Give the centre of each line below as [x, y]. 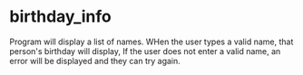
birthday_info [60, 17]
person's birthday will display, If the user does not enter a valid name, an [145, 51]
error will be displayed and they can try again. [95, 61]
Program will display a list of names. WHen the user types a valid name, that [151, 42]
